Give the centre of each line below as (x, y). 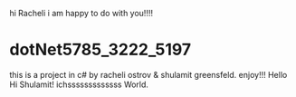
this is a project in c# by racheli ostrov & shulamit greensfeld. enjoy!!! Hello (148, 74)
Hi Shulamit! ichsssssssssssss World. (79, 84)
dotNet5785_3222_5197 (100, 50)
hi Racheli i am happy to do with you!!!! (81, 13)
